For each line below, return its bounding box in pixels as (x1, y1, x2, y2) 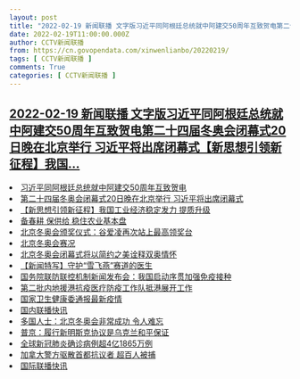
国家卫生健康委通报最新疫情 (21, 293, 122, 304)
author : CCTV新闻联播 (9, 37, 85, 47)
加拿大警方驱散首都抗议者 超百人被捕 (21, 349, 156, 359)
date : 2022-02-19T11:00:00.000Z (9, 29, 129, 38)
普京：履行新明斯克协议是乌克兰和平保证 (21, 326, 170, 337)
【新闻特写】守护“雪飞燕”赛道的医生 (21, 260, 154, 270)
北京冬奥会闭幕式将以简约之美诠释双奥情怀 (21, 249, 177, 260)
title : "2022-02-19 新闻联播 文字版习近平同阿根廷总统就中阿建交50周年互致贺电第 (9, 21, 284, 30)
